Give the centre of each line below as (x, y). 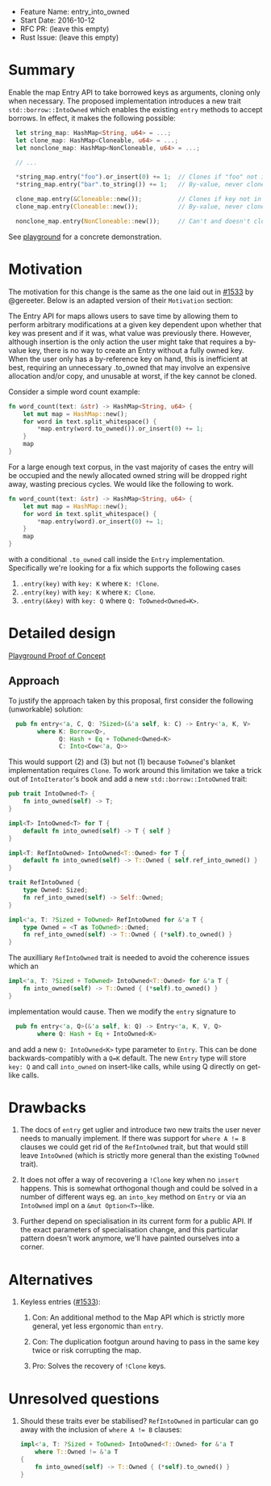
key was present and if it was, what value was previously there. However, (130, 333)
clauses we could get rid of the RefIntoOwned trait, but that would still (134, 1147)
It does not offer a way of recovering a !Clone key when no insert (129, 1180)
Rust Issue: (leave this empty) (69, 37)
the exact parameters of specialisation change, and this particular (129, 1230)
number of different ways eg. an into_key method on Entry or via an (133, 1197)
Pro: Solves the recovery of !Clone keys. (99, 1366)
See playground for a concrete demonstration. (85, 237)
